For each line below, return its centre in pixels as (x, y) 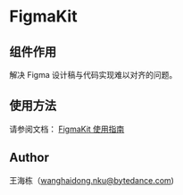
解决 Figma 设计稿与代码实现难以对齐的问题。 (93, 75)
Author (29, 158)
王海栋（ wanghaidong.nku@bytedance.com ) (91, 180)
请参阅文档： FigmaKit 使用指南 (67, 129)
